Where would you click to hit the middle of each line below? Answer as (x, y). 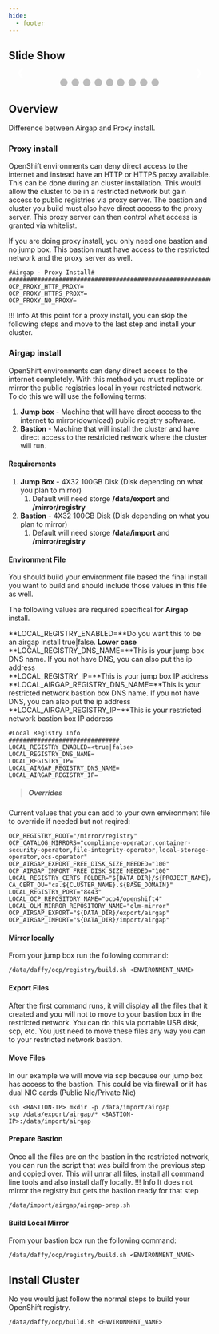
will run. (34, 445)
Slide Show (37, 56)
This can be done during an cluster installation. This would (105, 183)
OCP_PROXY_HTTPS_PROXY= (48, 294)
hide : (18, 16)
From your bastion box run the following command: (92, 1240)
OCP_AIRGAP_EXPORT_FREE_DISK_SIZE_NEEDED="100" (89, 864)
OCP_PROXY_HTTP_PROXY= (46, 287)
